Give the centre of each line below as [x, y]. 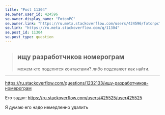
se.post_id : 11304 [24, 32]
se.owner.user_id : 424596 [31, 14]
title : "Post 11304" [26, 10]
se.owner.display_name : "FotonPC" [41, 19]
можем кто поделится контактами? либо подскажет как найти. [83, 69]
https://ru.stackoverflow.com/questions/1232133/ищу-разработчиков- [77, 83]
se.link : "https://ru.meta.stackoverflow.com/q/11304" [62, 28]
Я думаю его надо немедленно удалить [47, 107]
